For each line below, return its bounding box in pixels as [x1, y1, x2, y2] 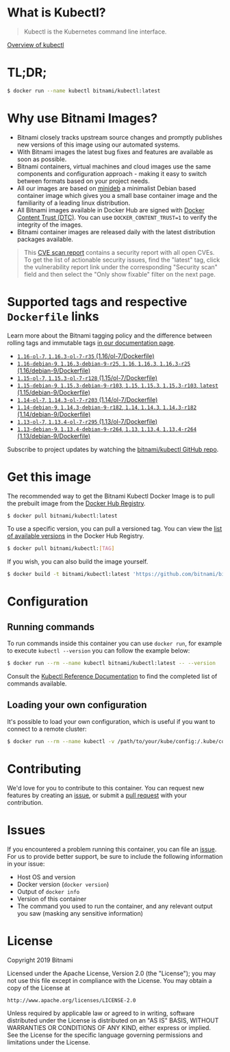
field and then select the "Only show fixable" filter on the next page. [23, 270, 216, 278]
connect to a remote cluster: [7, 725, 87, 733]
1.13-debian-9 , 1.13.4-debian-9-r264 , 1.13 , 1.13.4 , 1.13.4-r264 [16, 425, 197, 433]
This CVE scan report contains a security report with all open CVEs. [23, 248, 215, 256]
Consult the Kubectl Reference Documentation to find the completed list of [7, 673, 218, 681]
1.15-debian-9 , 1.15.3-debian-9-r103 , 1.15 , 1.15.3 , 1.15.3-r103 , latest [16, 381, 219, 389]
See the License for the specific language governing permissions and [7, 1031, 203, 1039]
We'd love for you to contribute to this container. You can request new [7, 784, 205, 792]
